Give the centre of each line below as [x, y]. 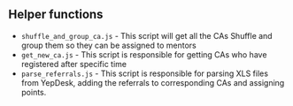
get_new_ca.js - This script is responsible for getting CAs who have [144, 54]
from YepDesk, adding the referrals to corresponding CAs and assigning [153, 82]
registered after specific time [74, 64]
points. [34, 92]
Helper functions [56, 15]
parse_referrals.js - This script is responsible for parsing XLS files [145, 73]
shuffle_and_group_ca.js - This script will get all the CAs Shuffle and [146, 35]
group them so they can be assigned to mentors [108, 45]
